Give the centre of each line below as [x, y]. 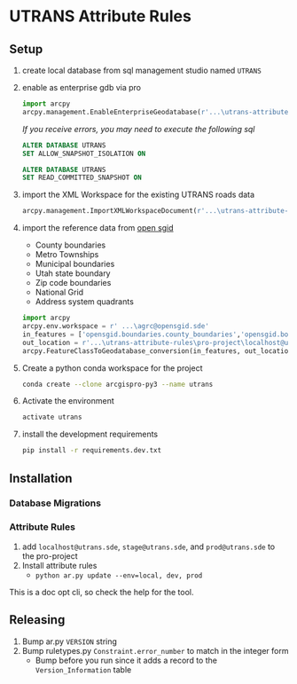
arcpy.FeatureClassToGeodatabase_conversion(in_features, [131, 351]
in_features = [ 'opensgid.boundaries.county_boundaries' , [131, 334]
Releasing [37, 620]
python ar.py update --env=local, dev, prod [119, 575]
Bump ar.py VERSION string [70, 641]
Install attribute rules [59, 565]
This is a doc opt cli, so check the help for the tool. [102, 592]
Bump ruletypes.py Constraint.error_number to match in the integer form [155, 650]
